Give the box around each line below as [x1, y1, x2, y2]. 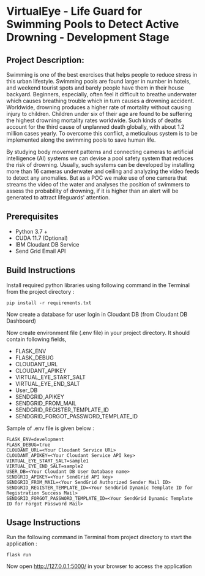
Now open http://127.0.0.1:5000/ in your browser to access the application [6, 563, 192, 570]
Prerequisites [6, 212, 59, 222]
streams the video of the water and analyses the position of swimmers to [6, 181, 190, 188]
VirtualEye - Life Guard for [6, 4, 143, 18]
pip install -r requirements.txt [6, 299, 92, 306]
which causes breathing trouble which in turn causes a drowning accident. [6, 97, 195, 104]
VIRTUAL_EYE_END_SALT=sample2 [6, 463, 84, 469]
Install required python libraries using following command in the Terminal [6, 281, 190, 289]
